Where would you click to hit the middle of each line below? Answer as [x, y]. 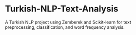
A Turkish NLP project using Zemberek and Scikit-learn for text [68, 22]
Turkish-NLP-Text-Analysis [62, 9]
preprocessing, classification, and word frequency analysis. [65, 27]
